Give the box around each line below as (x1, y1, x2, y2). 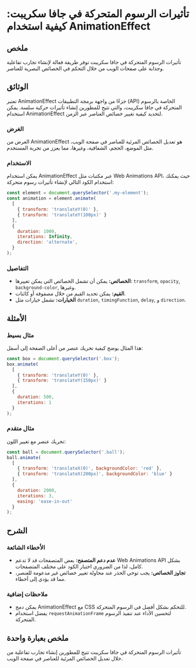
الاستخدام (6, 159, 32, 167)
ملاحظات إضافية (6, 590, 48, 598)
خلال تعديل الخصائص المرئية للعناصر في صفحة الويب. (6, 655, 123, 662)
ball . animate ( (6, 454, 42, 460)
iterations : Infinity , (17, 234, 73, 240)
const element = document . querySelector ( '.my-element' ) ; (6, 190, 149, 196)
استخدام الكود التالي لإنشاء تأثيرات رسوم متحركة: (6, 178, 114, 186)
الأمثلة (6, 313, 27, 323)
